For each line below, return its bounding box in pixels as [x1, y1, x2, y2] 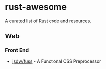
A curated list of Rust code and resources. [5, 18, 92, 24]
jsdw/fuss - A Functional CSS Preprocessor [12, 58, 101, 64]
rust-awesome [5, 1, 67, 13]
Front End [5, 47, 29, 54]
